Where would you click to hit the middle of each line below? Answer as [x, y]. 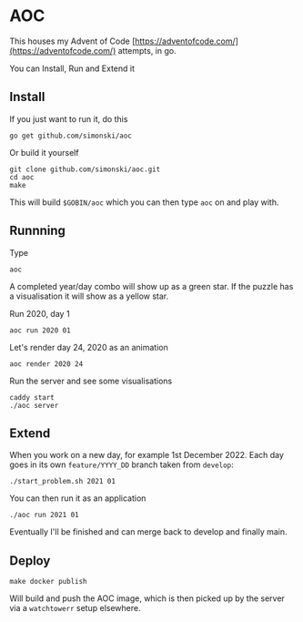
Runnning [38, 231]
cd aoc [22, 177]
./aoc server [34, 405]
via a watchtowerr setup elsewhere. [75, 608]
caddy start [32, 397]
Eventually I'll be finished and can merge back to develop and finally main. [149, 532]
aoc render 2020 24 [46, 364]
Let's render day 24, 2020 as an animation [89, 347]
